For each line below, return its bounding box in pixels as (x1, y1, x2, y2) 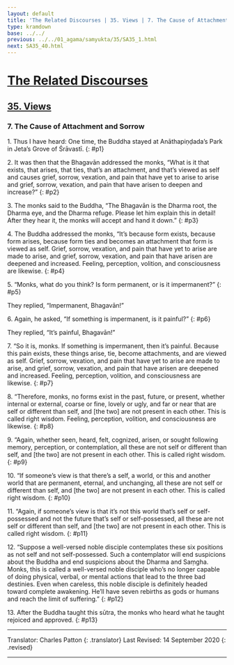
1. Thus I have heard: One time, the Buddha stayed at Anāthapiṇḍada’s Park (7, 137, 223, 145)
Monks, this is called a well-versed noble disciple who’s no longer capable (7, 565, 221, 573)
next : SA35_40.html (7, 43, 64, 50)
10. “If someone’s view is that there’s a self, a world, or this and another (7, 471, 211, 479)
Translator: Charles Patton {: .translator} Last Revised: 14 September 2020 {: (7, 636, 226, 644)
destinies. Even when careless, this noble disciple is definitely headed (7, 580, 208, 588)
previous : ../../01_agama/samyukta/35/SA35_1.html (7, 36, 157, 43)
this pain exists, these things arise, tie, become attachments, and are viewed (7, 349, 227, 357)
